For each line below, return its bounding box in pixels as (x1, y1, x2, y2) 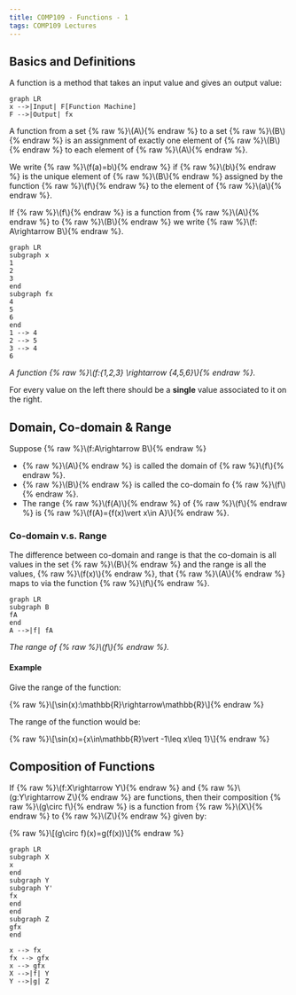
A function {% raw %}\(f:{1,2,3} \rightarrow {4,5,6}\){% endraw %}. (9, 367, 256, 378)
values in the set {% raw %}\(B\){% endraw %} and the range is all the (9, 560, 267, 570)
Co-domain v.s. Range (9, 529, 108, 542)
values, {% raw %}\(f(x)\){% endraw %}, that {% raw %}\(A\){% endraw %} (9, 568, 285, 579)
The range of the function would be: (9, 716, 141, 727)
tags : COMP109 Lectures (9, 21, 97, 30)
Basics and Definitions (9, 54, 136, 69)
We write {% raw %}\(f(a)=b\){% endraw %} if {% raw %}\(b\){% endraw (9, 161, 277, 173)
